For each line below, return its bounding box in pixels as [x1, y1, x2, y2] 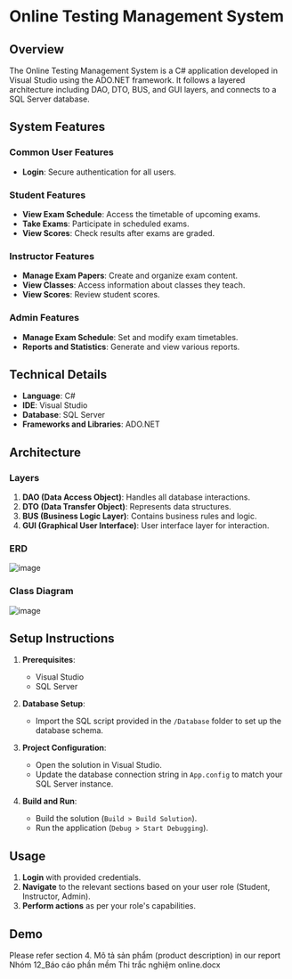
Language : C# [21, 390, 76, 402]
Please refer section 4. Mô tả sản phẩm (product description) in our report [9, 950, 281, 961]
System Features [9, 119, 105, 135]
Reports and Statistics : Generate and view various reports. [21, 341, 240, 352]
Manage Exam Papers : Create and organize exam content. [21, 270, 239, 281]
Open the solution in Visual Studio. [35, 760, 162, 771]
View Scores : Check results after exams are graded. [21, 227, 215, 238]
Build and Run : [21, 795, 77, 807]
